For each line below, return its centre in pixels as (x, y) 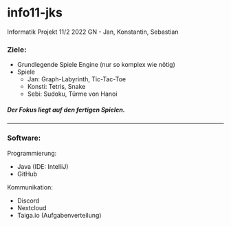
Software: (24, 138)
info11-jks (35, 13)
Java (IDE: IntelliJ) (43, 166)
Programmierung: (32, 153)
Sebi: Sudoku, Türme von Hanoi (72, 94)
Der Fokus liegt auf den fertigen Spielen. (66, 110)
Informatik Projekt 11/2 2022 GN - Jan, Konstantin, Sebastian (93, 32)
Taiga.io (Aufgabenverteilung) (59, 215)
